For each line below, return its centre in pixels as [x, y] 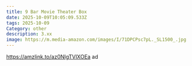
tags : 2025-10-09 [28, 23]
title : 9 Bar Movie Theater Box [46, 12]
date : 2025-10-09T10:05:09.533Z [46, 17]
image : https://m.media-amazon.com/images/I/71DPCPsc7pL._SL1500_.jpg [96, 40]
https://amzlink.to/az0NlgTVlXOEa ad [52, 57]
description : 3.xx [29, 34]
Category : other [26, 28]
